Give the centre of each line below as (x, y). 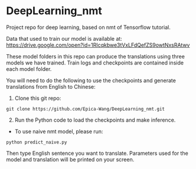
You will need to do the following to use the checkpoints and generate (91, 80)
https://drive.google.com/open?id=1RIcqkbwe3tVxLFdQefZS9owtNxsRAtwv (98, 45)
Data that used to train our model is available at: (64, 38)
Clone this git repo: (38, 98)
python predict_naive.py (37, 142)
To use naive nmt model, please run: (59, 131)
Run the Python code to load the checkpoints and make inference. (95, 120)
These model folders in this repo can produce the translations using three (95, 56)
